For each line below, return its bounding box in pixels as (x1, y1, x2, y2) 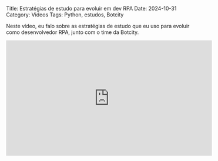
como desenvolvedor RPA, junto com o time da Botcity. (6, 29, 139, 36)
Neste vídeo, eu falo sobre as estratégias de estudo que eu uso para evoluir (6, 23, 190, 29)
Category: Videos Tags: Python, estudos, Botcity (6, 11, 124, 18)
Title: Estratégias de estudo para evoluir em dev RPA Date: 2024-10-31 (6, 5, 177, 12)
